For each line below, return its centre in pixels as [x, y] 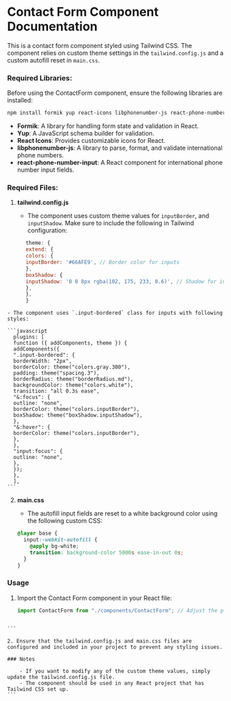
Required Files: [33, 188]
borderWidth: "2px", [43, 361]
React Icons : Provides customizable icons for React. [91, 141]
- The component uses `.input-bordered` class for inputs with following [115, 313]
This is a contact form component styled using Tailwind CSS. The [100, 45]
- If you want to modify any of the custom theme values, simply [115, 671]
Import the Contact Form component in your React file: [95, 598]
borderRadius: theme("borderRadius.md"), [74, 379]
